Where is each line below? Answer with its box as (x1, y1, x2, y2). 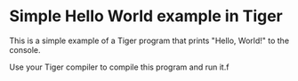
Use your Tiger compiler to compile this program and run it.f (9, 62, 230, 72)
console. (9, 44, 42, 55)
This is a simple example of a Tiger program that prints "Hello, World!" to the (9, 35, 290, 46)
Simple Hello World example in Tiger (9, 6, 283, 26)
